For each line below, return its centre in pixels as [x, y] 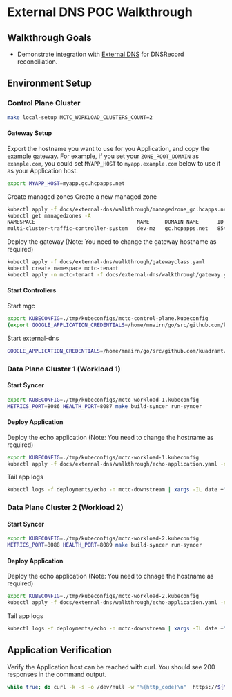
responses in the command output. [57, 674]
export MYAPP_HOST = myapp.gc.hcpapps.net [66, 183]
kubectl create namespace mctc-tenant [63, 268]
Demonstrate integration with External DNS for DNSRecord [100, 54]
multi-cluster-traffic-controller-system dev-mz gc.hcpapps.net [108, 229]
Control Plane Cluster [44, 103]
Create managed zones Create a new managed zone [82, 196]
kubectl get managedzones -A [49, 215]
